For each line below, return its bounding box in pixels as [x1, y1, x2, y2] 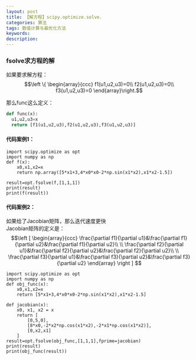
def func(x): [6, 111, 38, 117]
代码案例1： [6, 135, 35, 142]
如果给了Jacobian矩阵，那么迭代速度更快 [6, 218, 106, 225]
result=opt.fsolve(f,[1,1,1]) [6, 180, 81, 186]
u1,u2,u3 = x [11, 116, 38, 123]
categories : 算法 [6, 19, 47, 25]
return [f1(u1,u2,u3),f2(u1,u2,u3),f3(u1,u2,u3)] [11, 122, 136, 128]
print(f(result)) [6, 190, 49, 197]
